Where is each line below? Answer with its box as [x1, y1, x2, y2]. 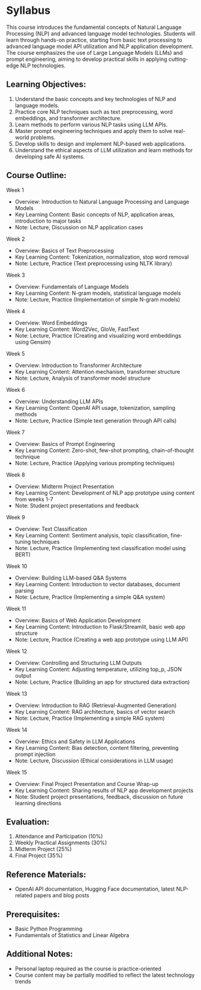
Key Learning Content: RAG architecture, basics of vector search [14, 708, 175, 715]
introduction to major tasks [14, 217, 82, 224]
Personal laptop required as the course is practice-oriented [14, 965, 162, 972]
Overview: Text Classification [14, 525, 88, 533]
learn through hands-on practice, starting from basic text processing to [6, 36, 182, 43]
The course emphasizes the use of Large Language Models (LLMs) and [6, 49, 183, 56]
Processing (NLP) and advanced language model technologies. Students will [6, 29, 196, 37]
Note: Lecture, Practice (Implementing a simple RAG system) [14, 714, 165, 722]
